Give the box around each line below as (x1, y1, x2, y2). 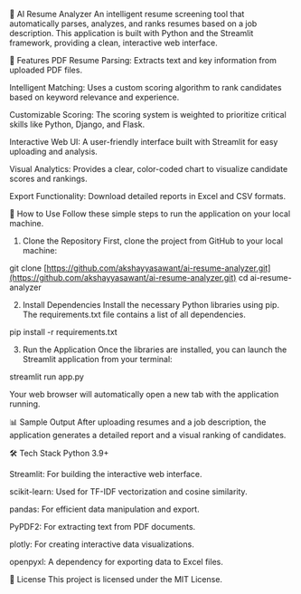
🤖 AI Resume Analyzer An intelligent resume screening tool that (9, 9, 245, 19)
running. (9, 398, 41, 409)
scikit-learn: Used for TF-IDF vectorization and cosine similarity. (9, 486, 248, 497)
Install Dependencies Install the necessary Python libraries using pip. (22, 300, 280, 310)
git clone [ (9, 263, 47, 273)
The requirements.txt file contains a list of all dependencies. (22, 309, 246, 320)
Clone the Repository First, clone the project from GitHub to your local (22, 235, 283, 246)
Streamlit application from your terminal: (22, 354, 174, 364)
